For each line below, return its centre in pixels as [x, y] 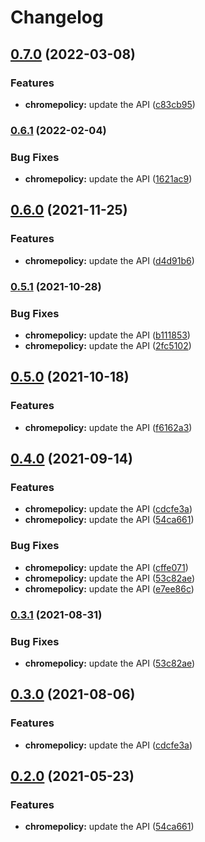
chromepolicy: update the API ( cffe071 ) [106, 567]
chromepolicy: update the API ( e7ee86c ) [109, 588]
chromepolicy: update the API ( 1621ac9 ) [108, 179]
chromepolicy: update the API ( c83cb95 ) [110, 104]
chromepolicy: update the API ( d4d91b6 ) [109, 260]
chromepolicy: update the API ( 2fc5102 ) [108, 345]
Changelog [57, 17]
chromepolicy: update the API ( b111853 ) [107, 335]
